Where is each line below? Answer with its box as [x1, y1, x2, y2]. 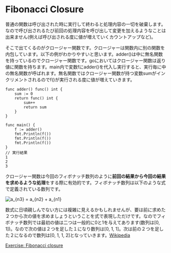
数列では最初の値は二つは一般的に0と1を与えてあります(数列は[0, [22, 219, 160, 225]
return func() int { [14, 95, 58, 100]
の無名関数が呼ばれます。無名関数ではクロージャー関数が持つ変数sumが [5, 70, 157, 76]
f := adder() [14, 127, 42, 132]
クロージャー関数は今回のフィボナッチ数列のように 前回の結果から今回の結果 [5, 173, 166, 179]
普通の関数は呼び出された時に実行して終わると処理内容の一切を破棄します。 [5, 21, 166, 27]
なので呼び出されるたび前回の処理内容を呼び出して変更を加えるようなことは [5, 27, 166, 34]
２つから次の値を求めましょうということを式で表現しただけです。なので [5, 213, 157, 219]
